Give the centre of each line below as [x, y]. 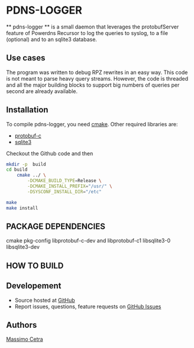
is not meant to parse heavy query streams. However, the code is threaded [97, 78]
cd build [17, 170]
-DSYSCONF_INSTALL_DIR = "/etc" [64, 191]
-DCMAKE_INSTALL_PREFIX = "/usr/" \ [70, 186]
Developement [34, 286]
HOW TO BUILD [35, 265]
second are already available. [42, 91]
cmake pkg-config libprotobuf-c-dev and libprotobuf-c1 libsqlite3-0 [88, 241]
